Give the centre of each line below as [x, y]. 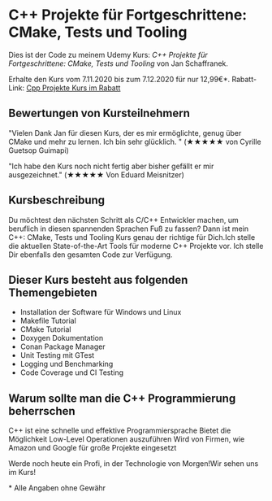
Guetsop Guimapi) [39, 150]
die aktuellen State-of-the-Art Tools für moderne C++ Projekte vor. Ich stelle [136, 246]
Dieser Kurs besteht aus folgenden [98, 279]
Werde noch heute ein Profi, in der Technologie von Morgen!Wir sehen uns [134, 464]
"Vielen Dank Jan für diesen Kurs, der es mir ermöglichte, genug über [125, 133]
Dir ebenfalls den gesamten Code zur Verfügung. [91, 255]
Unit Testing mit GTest [57, 355]
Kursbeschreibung [57, 200]
